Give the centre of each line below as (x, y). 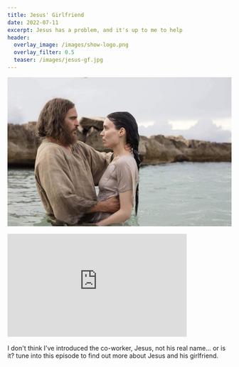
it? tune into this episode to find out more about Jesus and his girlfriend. (113, 356)
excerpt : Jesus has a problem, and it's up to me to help (95, 30)
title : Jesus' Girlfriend (46, 15)
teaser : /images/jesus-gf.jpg (58, 60)
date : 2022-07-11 (33, 22)
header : (19, 38)
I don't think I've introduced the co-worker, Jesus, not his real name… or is (117, 348)
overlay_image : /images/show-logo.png (71, 45)
